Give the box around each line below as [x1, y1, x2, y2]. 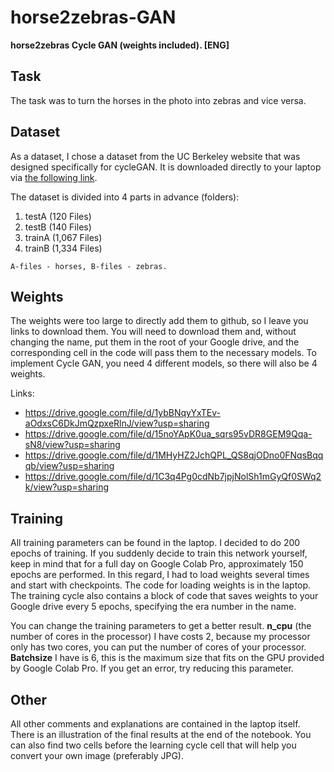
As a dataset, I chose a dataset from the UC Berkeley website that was [10, 150, 301, 162]
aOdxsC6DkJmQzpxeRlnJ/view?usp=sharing [24, 417, 210, 430]
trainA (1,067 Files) [24, 231, 103, 243]
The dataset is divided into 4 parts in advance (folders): [10, 191, 240, 203]
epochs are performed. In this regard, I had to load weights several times [10, 569, 310, 581]
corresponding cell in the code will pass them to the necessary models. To [10, 347, 317, 359]
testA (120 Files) [24, 210, 92, 222]
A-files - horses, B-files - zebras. [10, 261, 168, 271]
